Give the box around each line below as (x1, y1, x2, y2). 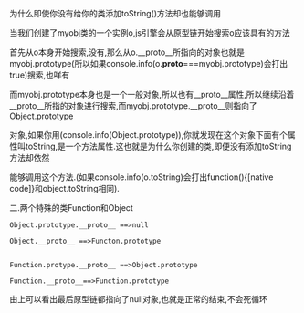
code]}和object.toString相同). (9, 183, 121, 193)
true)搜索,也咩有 (9, 69, 70, 80)
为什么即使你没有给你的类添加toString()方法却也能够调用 (9, 8, 222, 18)
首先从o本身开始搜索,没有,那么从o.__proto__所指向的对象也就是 (9, 47, 245, 57)
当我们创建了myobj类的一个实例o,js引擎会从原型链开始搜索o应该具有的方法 (9, 27, 290, 38)
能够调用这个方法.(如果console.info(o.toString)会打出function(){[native (9, 172, 274, 183)
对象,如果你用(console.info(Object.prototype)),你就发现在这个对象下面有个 (9, 130, 288, 140)
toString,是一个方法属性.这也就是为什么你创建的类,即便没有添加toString (25, 141, 292, 151)
